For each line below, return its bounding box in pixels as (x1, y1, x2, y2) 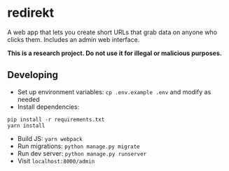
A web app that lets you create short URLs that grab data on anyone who (7, 28, 218, 36)
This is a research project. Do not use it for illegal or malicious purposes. (7, 49, 222, 57)
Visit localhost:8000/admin (17, 156, 95, 165)
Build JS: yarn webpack (17, 134, 83, 142)
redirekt (7, 5, 55, 21)
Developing (7, 69, 58, 81)
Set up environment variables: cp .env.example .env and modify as (17, 87, 211, 96)
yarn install (7, 122, 46, 129)
